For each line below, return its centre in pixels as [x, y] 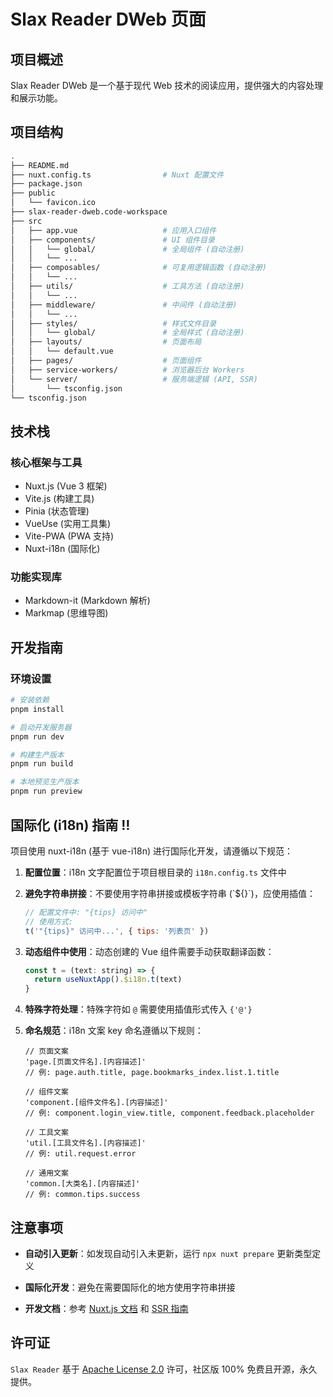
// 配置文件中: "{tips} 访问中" [86, 912]
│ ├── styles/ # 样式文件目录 [113, 323]
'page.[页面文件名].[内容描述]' [85, 1062]
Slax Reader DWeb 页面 [108, 19]
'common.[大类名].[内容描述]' [82, 1184]
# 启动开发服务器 [41, 727]
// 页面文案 [46, 1051]
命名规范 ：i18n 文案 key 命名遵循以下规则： [114, 1031]
